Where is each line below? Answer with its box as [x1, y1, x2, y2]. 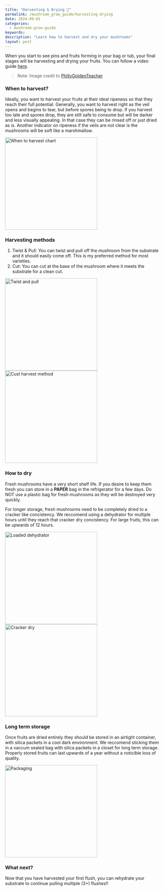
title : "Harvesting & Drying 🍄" [5, 7, 71, 12]
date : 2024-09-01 [5, 16, 41, 21]
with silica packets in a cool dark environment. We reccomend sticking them [5, 739, 159, 745]
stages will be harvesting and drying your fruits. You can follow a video [5, 58, 149, 64]
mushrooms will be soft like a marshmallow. [5, 127, 93, 133]
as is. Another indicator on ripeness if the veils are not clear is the [5, 123, 138, 128]
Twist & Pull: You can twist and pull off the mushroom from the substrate [12, 248, 159, 254]
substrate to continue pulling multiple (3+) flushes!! [5, 881, 109, 887]
